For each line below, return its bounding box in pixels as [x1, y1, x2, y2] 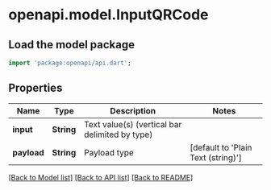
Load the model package [8, 38, 135, 52]
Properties [8, 81, 63, 95]
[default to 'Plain [189, 142, 252, 153]
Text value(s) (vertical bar [83, 118, 182, 130]
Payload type [83, 147, 135, 158]
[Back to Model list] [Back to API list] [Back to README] [8, 172, 194, 182]
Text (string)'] [189, 151, 242, 163]
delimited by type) [83, 129, 153, 140]
